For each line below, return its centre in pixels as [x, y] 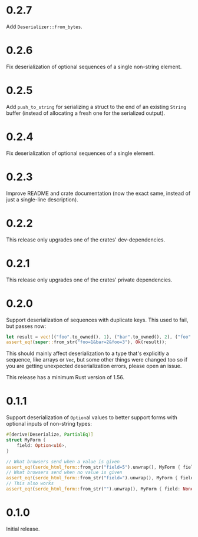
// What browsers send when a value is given [63, 462]
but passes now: [26, 326]
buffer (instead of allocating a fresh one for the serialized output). [86, 113]
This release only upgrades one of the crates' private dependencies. [89, 280]
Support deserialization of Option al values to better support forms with [92, 417]
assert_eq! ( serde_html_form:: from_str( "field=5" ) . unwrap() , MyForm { [93, 467]
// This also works [30, 483]
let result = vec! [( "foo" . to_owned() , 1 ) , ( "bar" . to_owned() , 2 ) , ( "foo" [99, 337]
